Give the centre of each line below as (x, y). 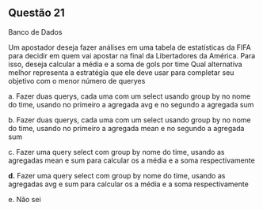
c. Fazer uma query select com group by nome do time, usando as (116, 152)
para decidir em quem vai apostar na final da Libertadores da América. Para (132, 55)
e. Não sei (25, 199)
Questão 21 (36, 13)
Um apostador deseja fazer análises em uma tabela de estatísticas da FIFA (130, 47)
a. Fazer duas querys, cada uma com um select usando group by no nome (130, 96)
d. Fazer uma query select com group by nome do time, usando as (117, 175)
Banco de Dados (35, 32)
